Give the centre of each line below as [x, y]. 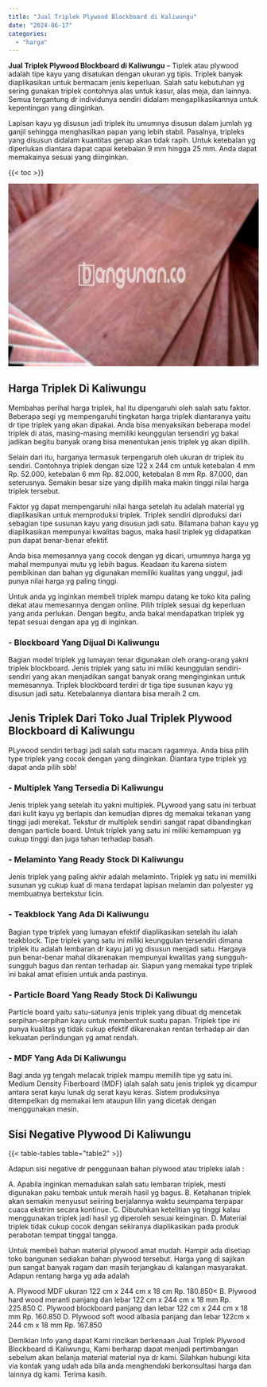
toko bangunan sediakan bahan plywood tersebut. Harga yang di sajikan [126, 1259]
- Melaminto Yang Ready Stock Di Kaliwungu [96, 859]
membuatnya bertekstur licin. [56, 894]
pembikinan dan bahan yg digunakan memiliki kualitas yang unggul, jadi [126, 572]
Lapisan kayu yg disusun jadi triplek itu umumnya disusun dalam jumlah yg [130, 123]
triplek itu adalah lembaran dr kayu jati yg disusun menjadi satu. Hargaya [127, 948]
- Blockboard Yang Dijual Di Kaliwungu [84, 643]
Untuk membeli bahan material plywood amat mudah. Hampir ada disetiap [129, 1250]
